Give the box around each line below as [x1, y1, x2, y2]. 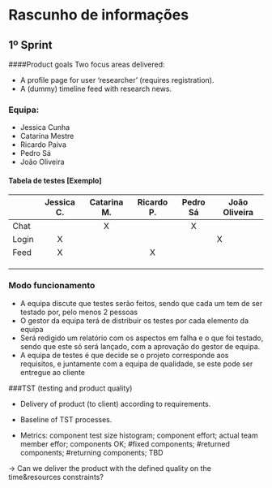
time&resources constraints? [8, 472, 104, 482]
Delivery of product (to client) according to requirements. [19, 399, 211, 408]
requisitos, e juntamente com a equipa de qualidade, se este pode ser [19, 359, 253, 369]
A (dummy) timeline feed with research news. [19, 84, 172, 93]
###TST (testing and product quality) [8, 383, 133, 393]
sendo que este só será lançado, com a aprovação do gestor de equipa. [19, 341, 261, 351]
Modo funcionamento [8, 280, 96, 292]
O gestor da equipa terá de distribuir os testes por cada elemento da [19, 315, 249, 326]
